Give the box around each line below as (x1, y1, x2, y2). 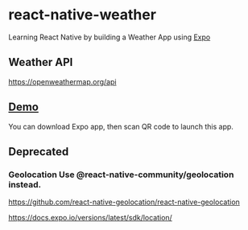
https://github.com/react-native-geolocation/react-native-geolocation (8, 197, 240, 207)
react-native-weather (8, 6, 157, 24)
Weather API (8, 55, 73, 69)
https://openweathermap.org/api (8, 76, 117, 86)
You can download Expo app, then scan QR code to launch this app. (8, 121, 234, 131)
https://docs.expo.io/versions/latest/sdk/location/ (8, 213, 173, 223)
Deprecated (8, 145, 69, 158)
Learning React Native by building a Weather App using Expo (8, 32, 211, 42)
